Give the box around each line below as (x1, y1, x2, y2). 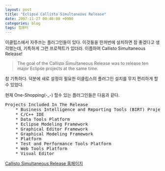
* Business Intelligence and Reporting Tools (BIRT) (15, 107, 145, 112)
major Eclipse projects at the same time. (17, 65, 98, 71)
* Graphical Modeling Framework (15, 131, 93, 137)
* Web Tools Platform (15, 146, 68, 151)
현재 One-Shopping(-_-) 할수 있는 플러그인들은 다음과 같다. (5, 92, 120, 98)
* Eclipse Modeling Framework (15, 122, 88, 127)
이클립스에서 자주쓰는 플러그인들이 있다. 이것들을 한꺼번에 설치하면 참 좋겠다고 (5, 40, 155, 45)
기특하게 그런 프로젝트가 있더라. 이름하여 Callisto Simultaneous (23, 45, 146, 51)
